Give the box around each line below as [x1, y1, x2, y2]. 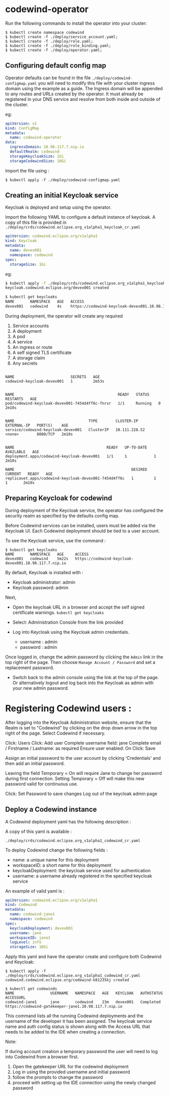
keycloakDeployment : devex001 [10, 926, 73, 931]
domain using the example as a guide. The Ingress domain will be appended [5, 85, 163, 91]
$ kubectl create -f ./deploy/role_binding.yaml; [5, 43, 112, 48]
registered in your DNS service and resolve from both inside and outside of [5, 96, 161, 102]
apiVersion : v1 [5, 121, 37, 126]
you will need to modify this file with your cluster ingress [38, 80, 155, 86]
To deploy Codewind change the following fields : [5, 847, 108, 853]
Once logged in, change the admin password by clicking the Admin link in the [5, 654, 163, 660]
